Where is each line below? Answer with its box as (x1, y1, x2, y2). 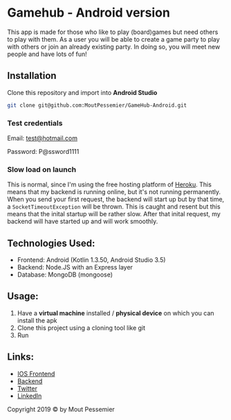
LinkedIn (17, 392, 42, 400)
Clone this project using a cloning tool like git (17, 324, 146, 332)
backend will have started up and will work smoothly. (7, 217, 158, 226)
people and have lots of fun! (7, 50, 88, 58)
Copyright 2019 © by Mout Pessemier (7, 405, 115, 413)
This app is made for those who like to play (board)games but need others (7, 28, 219, 36)
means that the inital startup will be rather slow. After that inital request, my (7, 210, 221, 218)
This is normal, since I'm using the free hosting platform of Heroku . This (7, 180, 212, 189)
